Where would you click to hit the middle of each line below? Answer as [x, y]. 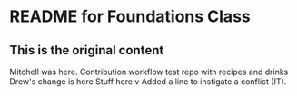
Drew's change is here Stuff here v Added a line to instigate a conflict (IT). [148, 82]
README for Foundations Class [130, 17]
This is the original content [87, 50]
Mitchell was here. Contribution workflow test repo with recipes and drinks [149, 72]
